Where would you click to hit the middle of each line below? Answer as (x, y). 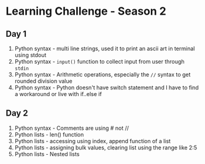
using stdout (30, 55)
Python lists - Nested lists (47, 154)
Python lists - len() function (49, 134)
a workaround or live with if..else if (58, 94)
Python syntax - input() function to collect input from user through (99, 61)
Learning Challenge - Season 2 (86, 11)
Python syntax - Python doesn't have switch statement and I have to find (106, 88)
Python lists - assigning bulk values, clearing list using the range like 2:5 (106, 147)
